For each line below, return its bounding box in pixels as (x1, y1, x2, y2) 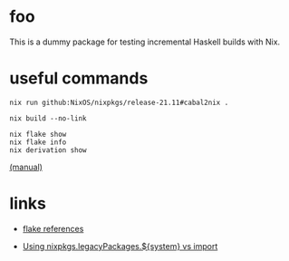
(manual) (9, 161, 43, 172)
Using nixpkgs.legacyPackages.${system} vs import (22, 240, 218, 251)
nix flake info (9, 138, 67, 147)
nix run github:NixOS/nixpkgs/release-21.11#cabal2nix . (9, 98, 229, 107)
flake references (22, 223, 84, 234)
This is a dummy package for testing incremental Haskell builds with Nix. (9, 36, 281, 47)
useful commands (9, 68, 149, 89)
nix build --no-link (9, 113, 88, 123)
